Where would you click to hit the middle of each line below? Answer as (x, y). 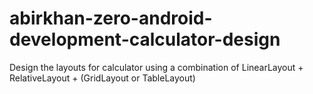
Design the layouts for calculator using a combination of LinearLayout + (156, 67)
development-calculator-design (145, 39)
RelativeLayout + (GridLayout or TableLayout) (102, 78)
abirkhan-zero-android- (111, 18)
